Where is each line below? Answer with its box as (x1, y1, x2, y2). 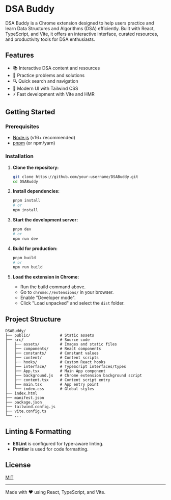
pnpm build (12, 255, 36, 260)
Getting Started (5, 108, 55, 116)
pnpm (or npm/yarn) (12, 140, 55, 146)
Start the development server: (12, 217, 78, 223)
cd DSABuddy (12, 179, 38, 184)
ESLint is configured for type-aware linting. (12, 440, 103, 446)
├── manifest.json (5, 395, 44, 401)
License (5, 461, 31, 469)
